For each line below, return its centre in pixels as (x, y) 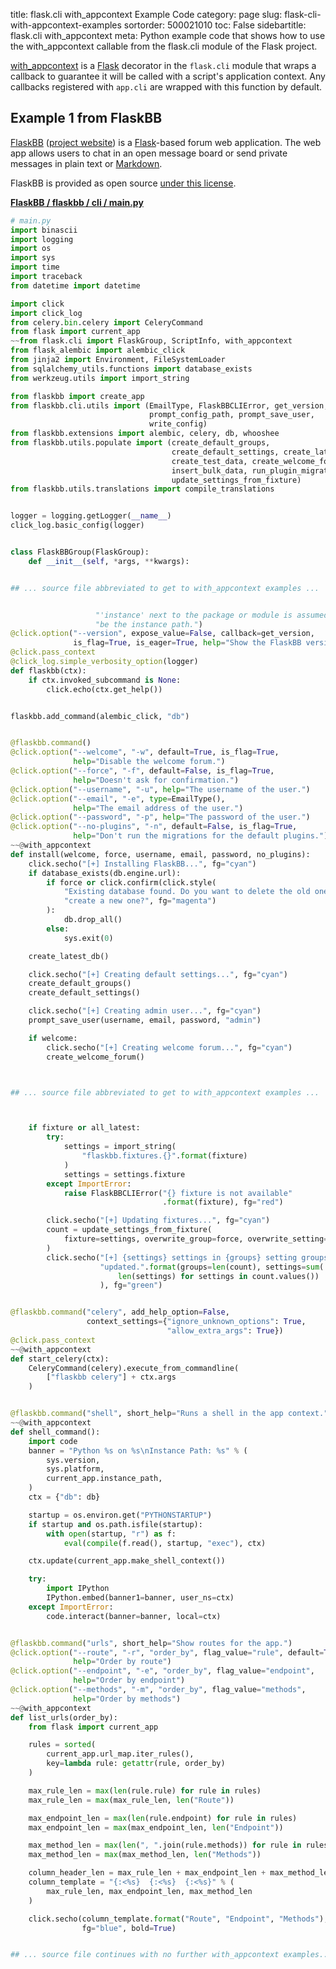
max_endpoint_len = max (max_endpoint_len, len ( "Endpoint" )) (156, 1827)
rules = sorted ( (62, 1745)
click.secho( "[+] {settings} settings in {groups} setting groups (187, 1257)
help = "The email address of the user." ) (158, 808)
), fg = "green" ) (131, 1285)
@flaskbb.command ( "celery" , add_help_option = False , (120, 1312)
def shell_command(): (55, 1432)
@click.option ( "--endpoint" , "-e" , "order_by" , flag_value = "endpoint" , (162, 1671)
